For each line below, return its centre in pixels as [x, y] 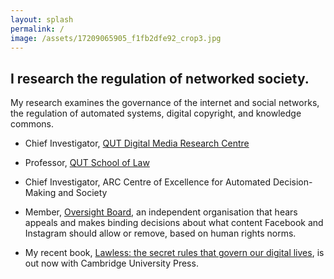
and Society [83, 193]
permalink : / [37, 29]
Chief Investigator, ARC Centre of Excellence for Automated [147, 182]
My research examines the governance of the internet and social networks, [165, 103]
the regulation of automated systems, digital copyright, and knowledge [156, 113]
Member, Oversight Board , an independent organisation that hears [161, 212]
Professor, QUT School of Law [87, 163]
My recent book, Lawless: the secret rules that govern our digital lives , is [174, 253]
